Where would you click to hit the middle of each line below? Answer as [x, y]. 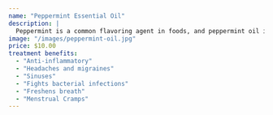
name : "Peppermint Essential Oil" [67, 16]
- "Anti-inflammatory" [54, 62]
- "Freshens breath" [50, 91]
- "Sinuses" [36, 76]
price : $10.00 [32, 46]
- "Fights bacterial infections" [72, 83]
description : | [34, 23]
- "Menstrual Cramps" [52, 99]
